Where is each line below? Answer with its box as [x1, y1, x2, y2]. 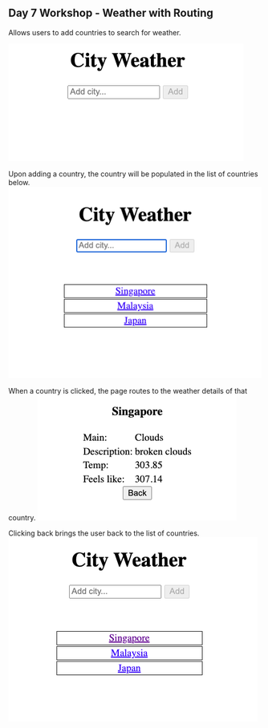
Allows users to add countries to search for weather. [8, 27, 182, 37]
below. [8, 177, 30, 187]
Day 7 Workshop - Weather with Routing [8, 6, 214, 20]
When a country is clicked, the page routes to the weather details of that [8, 386, 247, 396]
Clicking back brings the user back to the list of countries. [8, 528, 200, 538]
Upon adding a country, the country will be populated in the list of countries [8, 168, 258, 179]
